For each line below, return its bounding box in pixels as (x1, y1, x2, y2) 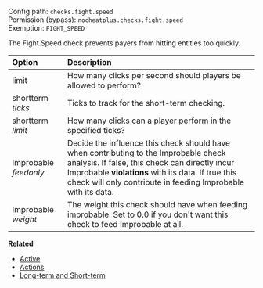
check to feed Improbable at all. (67, 219, 184, 229)
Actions (19, 262, 45, 272)
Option (12, 57, 38, 67)
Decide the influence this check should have (67, 138, 231, 148)
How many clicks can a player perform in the (67, 115, 232, 126)
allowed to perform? (67, 80, 142, 91)
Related (8, 239, 34, 248)
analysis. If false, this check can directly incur (67, 157, 235, 167)
